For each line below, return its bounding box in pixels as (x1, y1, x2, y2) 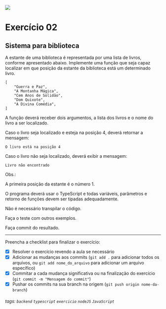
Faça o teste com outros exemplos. (5, 215, 77, 221)
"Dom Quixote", (14, 97, 45, 102)
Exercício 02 (5, 22, 58, 33)
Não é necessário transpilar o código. (5, 206, 82, 211)
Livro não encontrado (5, 163, 50, 168)
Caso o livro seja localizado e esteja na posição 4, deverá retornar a (5, 129, 143, 135)
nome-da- (141, 282, 160, 287)
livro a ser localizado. (5, 120, 48, 126)
